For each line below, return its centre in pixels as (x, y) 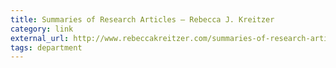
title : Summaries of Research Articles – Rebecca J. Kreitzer (142, 19)
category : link (42, 29)
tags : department (46, 47)
